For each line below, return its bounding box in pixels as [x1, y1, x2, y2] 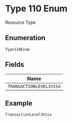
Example [5, 99, 33, 107]
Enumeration [5, 34, 46, 42]
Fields [5, 60, 25, 69]
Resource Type [5, 19, 36, 25]
